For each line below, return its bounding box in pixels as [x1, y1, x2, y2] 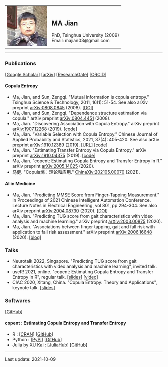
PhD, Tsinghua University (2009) [51, 32, 120, 38]
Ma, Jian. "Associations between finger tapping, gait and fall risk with [12, 223, 155, 230]
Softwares [5, 297, 31, 304]
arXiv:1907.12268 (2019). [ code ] [12, 126, 77, 132]
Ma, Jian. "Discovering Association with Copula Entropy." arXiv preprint [12, 120, 160, 126]
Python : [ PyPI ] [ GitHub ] [12, 336, 62, 342]
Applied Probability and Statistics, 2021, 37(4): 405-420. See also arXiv [12, 136, 160, 142]
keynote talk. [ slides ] [12, 285, 56, 291]
